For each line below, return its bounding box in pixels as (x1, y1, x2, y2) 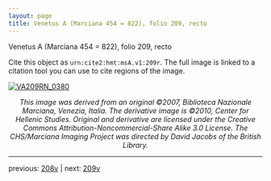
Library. (122, 140, 149, 149)
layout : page (8, 11, 52, 20)
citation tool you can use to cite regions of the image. (8, 65, 186, 75)
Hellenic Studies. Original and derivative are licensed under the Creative (15, 114, 256, 124)
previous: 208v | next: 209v (8, 163, 101, 173)
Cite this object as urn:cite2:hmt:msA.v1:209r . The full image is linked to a (8, 57, 256, 67)
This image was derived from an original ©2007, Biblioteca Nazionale (19, 97, 252, 107)
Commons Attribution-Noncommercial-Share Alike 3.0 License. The (23, 123, 248, 133)
